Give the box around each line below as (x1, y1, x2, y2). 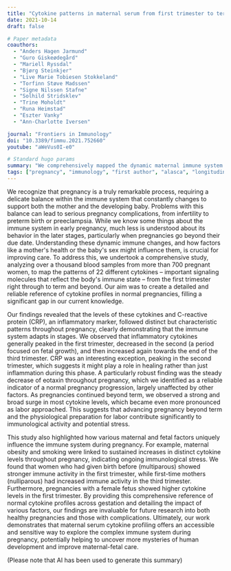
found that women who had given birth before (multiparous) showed (7, 462, 201, 471)
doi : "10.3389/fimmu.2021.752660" (7, 137, 107, 144)
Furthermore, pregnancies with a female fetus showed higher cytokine (7, 484, 206, 492)
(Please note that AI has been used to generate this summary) (7, 556, 183, 564)
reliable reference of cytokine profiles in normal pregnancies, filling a (7, 289, 202, 298)
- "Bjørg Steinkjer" (13, 67, 72, 74)
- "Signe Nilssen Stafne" (13, 87, 88, 93)
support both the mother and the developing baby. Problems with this (7, 202, 204, 210)
